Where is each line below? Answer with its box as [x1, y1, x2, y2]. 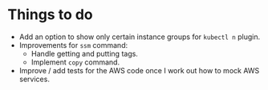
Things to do [7, 6, 93, 24]
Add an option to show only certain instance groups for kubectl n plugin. [18, 32, 261, 41]
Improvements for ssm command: [18, 40, 128, 49]
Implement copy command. [30, 57, 120, 67]
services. [18, 74, 50, 84]
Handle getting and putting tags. [30, 49, 138, 58]
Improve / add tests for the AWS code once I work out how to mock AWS [18, 65, 260, 75]
